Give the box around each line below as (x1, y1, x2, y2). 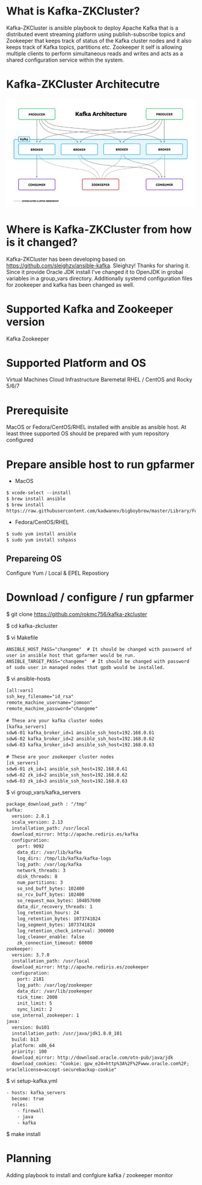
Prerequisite (6, 403, 69, 417)
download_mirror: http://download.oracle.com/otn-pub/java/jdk (11, 1055, 173, 1061)
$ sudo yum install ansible (6, 531, 77, 537)
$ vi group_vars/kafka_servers (6, 789, 81, 796)
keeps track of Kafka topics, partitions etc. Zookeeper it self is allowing (6, 43, 182, 51)
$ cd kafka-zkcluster (6, 622, 58, 630)
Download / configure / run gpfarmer (6, 590, 194, 604)
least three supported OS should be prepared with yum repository (6, 430, 170, 437)
